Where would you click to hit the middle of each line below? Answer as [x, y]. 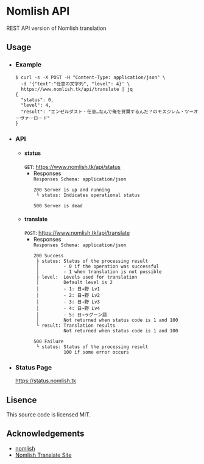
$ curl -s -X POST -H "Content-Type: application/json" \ [90, 77]
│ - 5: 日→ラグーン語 [72, 315]
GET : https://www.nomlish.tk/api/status [72, 166]
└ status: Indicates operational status [88, 195]
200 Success [48, 255]
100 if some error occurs [96, 352]
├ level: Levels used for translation [87, 277]
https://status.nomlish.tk [46, 381]
